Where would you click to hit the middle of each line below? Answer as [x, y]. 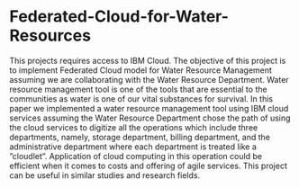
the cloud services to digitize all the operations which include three [134, 127]
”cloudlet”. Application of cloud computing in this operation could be [136, 156]
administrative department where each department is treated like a [133, 147]
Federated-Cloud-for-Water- [119, 17]
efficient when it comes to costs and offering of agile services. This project [149, 166]
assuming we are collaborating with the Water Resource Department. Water [149, 79]
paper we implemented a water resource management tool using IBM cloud [149, 108]
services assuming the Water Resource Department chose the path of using [150, 118]
